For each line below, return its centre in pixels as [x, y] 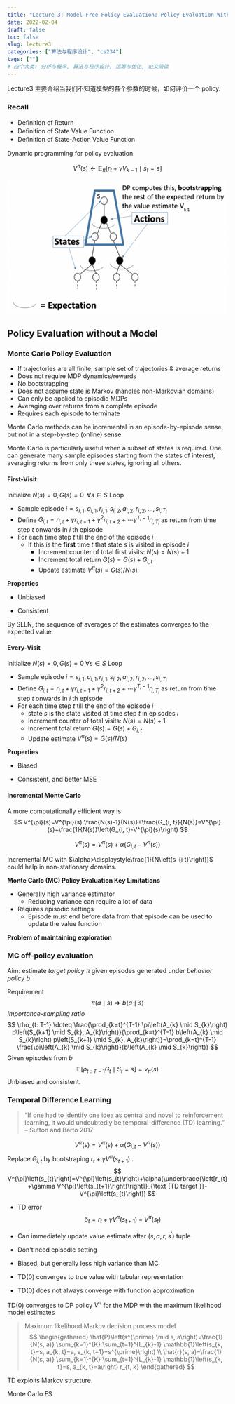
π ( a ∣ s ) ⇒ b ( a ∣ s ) [117, 1003]
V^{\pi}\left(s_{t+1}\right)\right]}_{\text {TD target [127, 1186]
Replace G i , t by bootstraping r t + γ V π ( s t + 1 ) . [71, 1159]
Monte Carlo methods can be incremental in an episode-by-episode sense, [115, 427]
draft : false [26, 29]
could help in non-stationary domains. [62, 867]
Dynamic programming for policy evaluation [70, 154]
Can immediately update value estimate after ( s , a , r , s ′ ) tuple [104, 1235]
